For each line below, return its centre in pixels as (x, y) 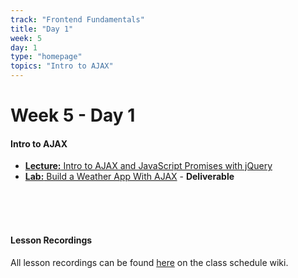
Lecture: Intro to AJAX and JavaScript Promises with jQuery (148, 166)
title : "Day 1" (42, 29)
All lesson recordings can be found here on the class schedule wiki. (149, 262)
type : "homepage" (46, 57)
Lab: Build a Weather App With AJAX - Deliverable (129, 177)
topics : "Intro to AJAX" (62, 66)
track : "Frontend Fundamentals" (77, 19)
